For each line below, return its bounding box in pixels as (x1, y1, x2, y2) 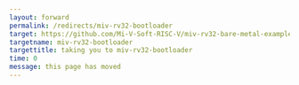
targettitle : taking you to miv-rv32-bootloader (9, 46, 193, 55)
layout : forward (9, 12, 69, 22)
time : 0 (9, 54, 38, 63)
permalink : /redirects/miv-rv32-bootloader (9, 21, 174, 30)
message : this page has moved (9, 63, 122, 72)
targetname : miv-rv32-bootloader (9, 37, 133, 47)
